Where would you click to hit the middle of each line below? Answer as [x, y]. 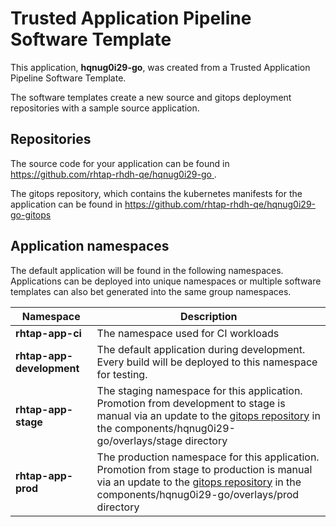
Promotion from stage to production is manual [204, 469]
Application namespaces [90, 246]
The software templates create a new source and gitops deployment [151, 97]
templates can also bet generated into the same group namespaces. [151, 291]
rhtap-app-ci [48, 333]
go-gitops [31, 214]
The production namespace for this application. [208, 457]
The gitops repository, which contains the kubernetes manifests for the [156, 193]
